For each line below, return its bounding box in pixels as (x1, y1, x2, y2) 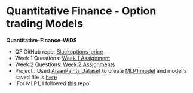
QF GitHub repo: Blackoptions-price (14, 48, 103, 55)
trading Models (6, 17, 84, 30)
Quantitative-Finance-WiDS (6, 36, 77, 44)
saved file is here (14, 73, 57, 80)
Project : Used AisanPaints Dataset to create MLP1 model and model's (14, 67, 187, 74)
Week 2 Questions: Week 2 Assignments (14, 61, 115, 68)
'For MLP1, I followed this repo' (14, 79, 91, 87)
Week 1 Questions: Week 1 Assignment (14, 54, 111, 61)
